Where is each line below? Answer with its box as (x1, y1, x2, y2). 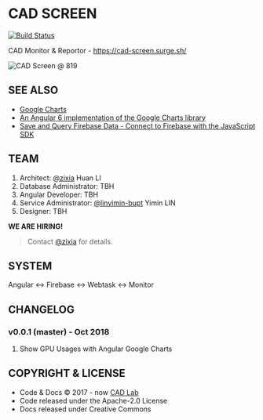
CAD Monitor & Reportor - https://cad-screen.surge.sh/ (8, 45, 187, 55)
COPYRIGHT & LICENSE (8, 367, 126, 380)
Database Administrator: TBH (19, 181, 115, 190)
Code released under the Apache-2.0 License (19, 396, 168, 405)
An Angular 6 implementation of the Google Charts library (19, 113, 206, 122)
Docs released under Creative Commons (19, 404, 152, 414)
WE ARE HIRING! (8, 221, 64, 231)
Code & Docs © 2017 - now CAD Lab (19, 387, 139, 396)
